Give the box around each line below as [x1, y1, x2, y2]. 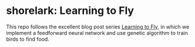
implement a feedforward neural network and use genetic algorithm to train [6, 29, 188, 36]
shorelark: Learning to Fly [6, 4, 134, 17]
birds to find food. [6, 35, 50, 42]
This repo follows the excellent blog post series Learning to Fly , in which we [6, 23, 190, 30]
